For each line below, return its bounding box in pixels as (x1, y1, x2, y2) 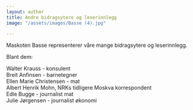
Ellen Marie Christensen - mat (6, 78, 80, 85)
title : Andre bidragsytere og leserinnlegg (6, 14, 117, 20)
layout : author (6, 8, 44, 15)
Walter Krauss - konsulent (6, 65, 71, 72)
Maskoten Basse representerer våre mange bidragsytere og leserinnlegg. (6, 41, 188, 49)
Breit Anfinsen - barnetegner (6, 72, 78, 79)
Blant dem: (6, 53, 33, 61)
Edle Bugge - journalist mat (6, 91, 74, 98)
